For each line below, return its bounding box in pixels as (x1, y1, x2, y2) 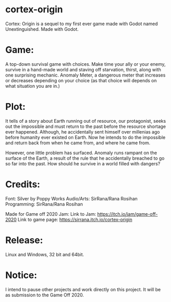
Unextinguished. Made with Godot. (5, 26, 79, 32)
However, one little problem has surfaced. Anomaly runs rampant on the (5, 149, 157, 156)
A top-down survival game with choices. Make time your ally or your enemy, (5, 61, 166, 67)
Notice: (5, 269, 37, 281)
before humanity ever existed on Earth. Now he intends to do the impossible (5, 134, 165, 140)
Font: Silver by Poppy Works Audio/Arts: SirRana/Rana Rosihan (5, 195, 138, 201)
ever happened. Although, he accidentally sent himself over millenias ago (5, 128, 160, 135)
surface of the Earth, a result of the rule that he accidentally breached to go (5, 155, 165, 161)
